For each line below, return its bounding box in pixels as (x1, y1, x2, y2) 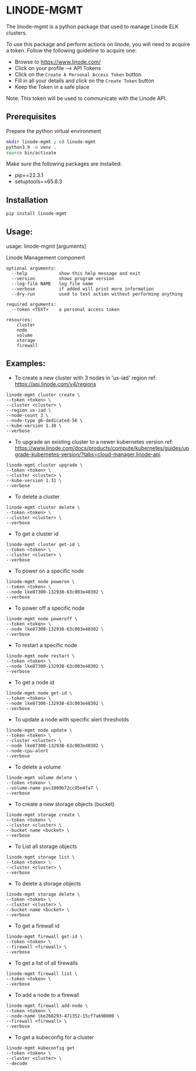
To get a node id (14, 678, 55, 686)
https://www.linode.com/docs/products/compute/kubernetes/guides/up (14, 444, 190, 451)
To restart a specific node (14, 641, 78, 648)
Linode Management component (6, 254, 85, 261)
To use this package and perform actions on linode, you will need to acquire (6, 41, 190, 48)
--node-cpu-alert (6, 748, 49, 754)
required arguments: (6, 301, 57, 307)
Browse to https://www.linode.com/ (14, 58, 101, 65)
